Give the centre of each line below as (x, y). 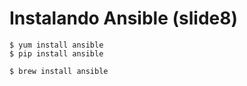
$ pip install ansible (56, 53)
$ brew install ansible (59, 71)
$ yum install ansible (56, 45)
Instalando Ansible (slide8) (124, 18)
